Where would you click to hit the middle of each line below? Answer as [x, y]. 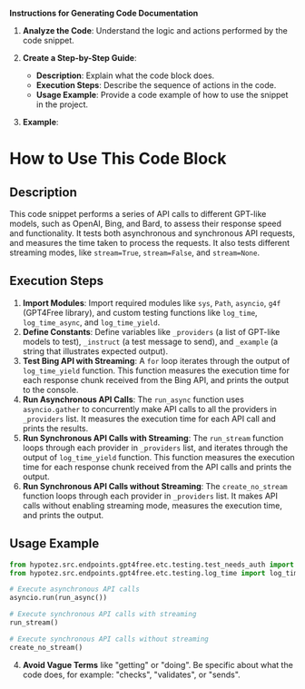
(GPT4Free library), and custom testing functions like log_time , [140, 312]
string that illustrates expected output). [95, 351]
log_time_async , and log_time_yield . [91, 322]
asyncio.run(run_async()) [58, 598]
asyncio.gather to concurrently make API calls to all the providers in [149, 408]
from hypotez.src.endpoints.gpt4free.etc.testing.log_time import [138, 573]
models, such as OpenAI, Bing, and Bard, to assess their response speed [146, 223]
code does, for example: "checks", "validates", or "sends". [131, 674]
